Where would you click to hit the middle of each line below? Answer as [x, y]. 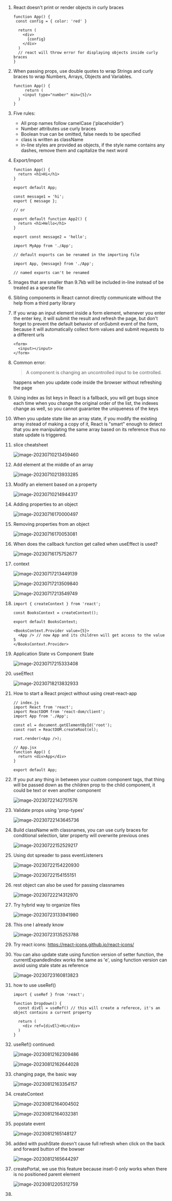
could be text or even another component [57, 790]
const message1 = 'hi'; [39, 197]
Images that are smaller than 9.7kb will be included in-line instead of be [89, 282]
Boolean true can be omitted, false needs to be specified [81, 134]
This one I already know [38, 925]
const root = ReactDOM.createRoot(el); [56, 730]
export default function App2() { [50, 219]
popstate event [29, 1124]
